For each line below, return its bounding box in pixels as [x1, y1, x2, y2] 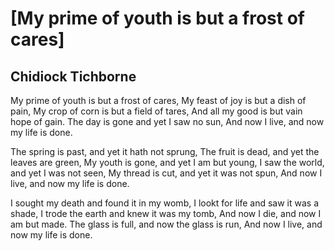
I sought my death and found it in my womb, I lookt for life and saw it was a [10, 197, 319, 209]
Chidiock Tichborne [10, 68, 137, 85]
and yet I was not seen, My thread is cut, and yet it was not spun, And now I [10, 167, 323, 179]
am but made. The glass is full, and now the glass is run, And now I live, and [10, 218, 323, 230]
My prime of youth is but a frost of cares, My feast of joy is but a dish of [10, 95, 307, 106]
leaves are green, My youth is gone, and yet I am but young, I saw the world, [10, 157, 325, 168]
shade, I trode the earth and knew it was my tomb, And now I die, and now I [10, 208, 322, 219]
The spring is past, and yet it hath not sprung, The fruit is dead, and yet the [10, 146, 320, 157]
